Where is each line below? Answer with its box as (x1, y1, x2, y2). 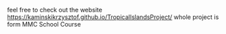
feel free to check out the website (7, 6, 103, 14)
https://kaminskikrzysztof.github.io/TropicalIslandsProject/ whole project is (7, 13, 219, 21)
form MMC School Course (7, 20, 81, 28)
